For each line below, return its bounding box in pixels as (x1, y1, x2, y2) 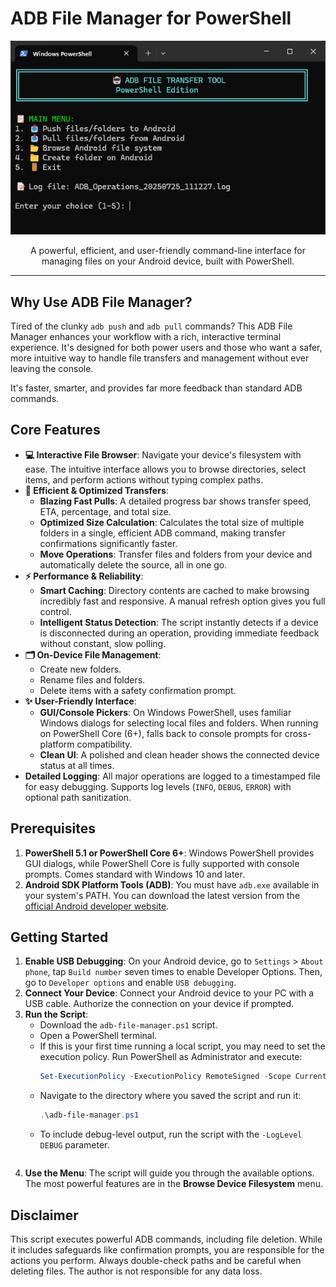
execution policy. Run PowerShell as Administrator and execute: (39, 1051, 303, 1063)
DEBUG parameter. (39, 1139, 110, 1151)
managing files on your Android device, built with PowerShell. (41, 255, 295, 267)
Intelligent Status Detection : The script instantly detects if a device (39, 616, 319, 628)
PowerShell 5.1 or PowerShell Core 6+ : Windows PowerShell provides (24, 847, 315, 859)
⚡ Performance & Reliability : (24, 570, 144, 582)
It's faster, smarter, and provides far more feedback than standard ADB (10, 382, 303, 394)
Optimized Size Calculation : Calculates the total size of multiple (39, 516, 305, 528)
